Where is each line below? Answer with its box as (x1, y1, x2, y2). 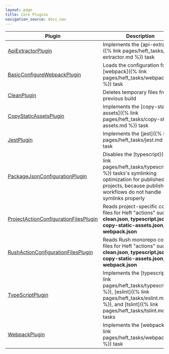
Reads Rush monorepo (103, 237, 157, 244)
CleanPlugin (8, 92, 37, 99)
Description (126, 33, 155, 40)
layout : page (5, 7, 33, 13)
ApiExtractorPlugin (8, 47, 52, 54)
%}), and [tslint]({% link (103, 301, 158, 308)
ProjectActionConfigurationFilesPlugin (8, 215, 98, 222)
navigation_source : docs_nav (5, 17, 66, 22)
